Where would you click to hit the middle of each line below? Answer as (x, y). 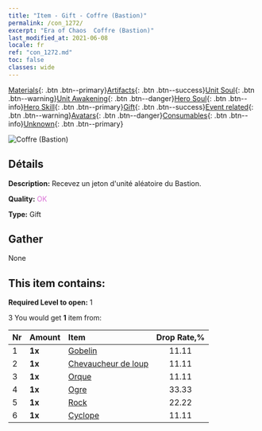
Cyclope (83, 416)
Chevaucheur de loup (108, 364)
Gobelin (83, 351)
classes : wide (32, 68)
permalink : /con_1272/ (46, 23)
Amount (45, 337)
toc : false (26, 60)
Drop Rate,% (180, 337)
